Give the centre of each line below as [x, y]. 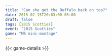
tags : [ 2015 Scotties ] [29, 24]
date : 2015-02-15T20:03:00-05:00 [41, 15]
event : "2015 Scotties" [30, 29]
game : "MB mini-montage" [31, 34]
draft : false [19, 19]
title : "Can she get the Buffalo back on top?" [57, 10]
